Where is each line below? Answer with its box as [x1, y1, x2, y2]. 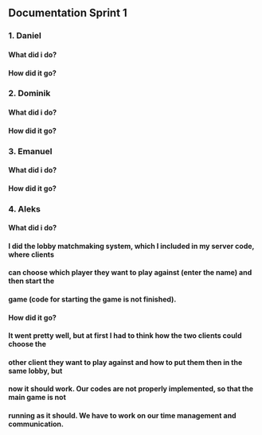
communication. [8, 419, 65, 429]
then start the [8, 276, 55, 285]
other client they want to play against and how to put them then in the [8, 357, 243, 367]
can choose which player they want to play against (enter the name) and [8, 268, 252, 278]
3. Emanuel [8, 146, 53, 157]
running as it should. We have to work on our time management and [8, 410, 237, 420]
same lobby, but [8, 366, 63, 375]
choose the [8, 340, 46, 349]
